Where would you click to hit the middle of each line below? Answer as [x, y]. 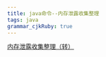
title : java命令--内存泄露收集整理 [53, 13]
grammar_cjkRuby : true [40, 26]
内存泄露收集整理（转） [41, 47]
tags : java [23, 20]
